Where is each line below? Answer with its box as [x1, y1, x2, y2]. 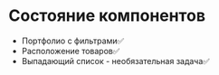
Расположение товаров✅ [21, 45, 120, 56]
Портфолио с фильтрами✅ [21, 35, 124, 46]
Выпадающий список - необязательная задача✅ [21, 55, 210, 66]
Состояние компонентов [8, 5, 205, 26]
